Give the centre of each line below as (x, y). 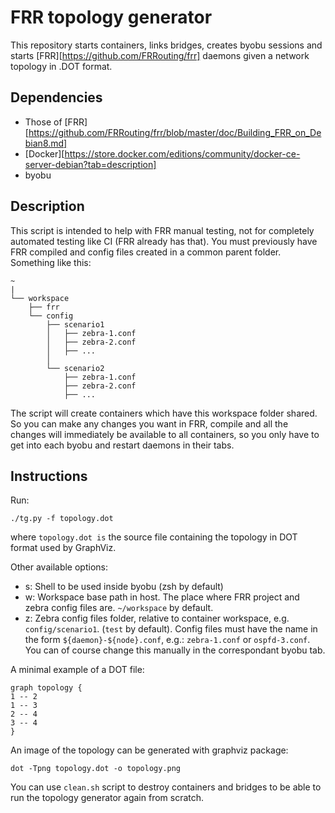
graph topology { (46, 688)
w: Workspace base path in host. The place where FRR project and (162, 597)
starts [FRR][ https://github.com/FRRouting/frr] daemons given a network (160, 55)
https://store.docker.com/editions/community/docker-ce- (182, 153)
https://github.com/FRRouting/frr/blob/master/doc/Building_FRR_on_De (175, 132)
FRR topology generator (111, 17)
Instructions (49, 476)
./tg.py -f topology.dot (62, 519)
